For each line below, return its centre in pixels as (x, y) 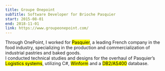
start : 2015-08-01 (24, 19)
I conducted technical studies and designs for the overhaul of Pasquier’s (80, 58)
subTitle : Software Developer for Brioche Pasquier (60, 14)
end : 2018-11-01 (22, 24)
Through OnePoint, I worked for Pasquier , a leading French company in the (82, 42)
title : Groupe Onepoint (30, 10)
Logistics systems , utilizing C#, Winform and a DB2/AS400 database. (77, 64)
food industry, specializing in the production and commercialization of (77, 48)
